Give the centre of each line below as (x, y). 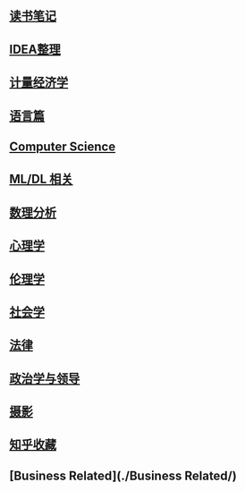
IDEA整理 (35, 49)
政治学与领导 (45, 378)
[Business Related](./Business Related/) (123, 475)
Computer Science (63, 146)
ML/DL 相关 (41, 179)
